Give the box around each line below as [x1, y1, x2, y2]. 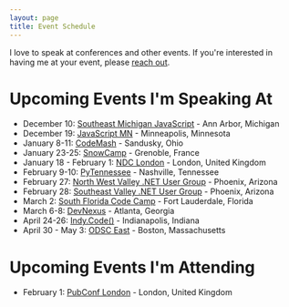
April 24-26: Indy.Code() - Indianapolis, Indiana [22, 215, 201, 226]
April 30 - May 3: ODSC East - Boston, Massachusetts [22, 225, 226, 236]
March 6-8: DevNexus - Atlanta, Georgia [22, 206, 175, 217]
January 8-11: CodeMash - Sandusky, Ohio [22, 138, 184, 148]
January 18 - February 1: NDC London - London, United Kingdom [22, 157, 266, 169]
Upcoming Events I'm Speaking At [9, 88, 274, 109]
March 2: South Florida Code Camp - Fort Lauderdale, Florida [22, 196, 253, 207]
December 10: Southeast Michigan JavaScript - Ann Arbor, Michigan [22, 118, 280, 129]
